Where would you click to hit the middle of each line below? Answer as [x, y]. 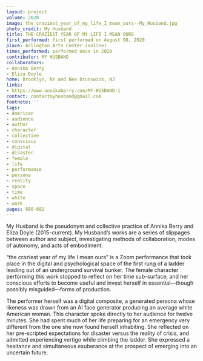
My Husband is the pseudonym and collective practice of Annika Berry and [100, 226]
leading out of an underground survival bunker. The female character [92, 270]
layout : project [27, 12]
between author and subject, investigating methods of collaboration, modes [101, 239]
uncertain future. [27, 353]
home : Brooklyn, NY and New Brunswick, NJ [61, 79]
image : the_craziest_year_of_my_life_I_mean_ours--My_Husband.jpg [92, 23]
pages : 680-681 [25, 209]
